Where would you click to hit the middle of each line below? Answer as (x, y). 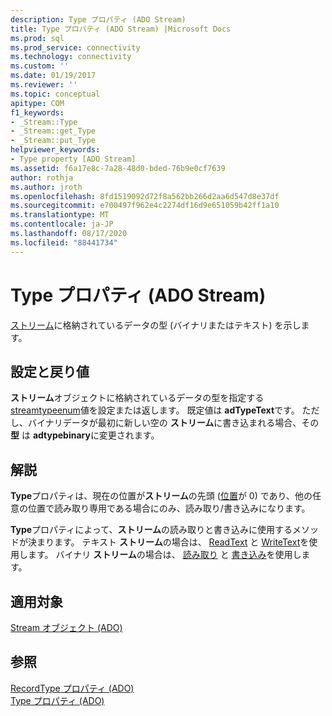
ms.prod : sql (37, 38)
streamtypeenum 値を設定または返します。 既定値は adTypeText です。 (155, 410)
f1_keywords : (37, 112)
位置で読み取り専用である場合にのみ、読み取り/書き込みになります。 (169, 508)
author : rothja (42, 177)
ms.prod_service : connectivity (75, 47)
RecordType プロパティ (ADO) (72, 688)
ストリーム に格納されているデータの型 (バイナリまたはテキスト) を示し (156, 325)
